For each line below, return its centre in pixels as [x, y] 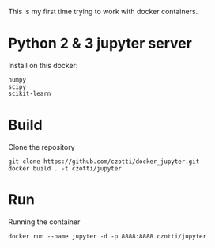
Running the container [44, 222]
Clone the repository [41, 147]
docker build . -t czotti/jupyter [65, 168]
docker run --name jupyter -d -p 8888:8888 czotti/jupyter [107, 236]
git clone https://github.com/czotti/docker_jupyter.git [104, 162]
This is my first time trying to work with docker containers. [103, 11]
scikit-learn [30, 93]
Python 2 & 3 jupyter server [100, 44]
